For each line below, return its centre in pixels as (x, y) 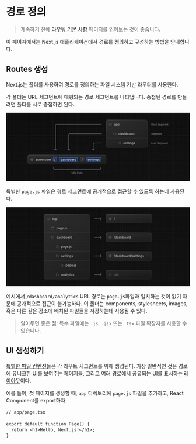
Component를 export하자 (36, 400)
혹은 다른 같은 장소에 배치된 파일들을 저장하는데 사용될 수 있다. (77, 311)
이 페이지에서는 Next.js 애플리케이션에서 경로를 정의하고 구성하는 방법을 (87, 42)
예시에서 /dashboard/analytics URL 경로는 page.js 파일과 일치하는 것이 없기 (94, 296)
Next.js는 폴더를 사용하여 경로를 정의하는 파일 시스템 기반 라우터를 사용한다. (92, 84)
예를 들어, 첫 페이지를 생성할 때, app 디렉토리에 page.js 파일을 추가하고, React (95, 393)
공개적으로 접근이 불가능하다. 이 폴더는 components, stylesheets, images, (102, 303)
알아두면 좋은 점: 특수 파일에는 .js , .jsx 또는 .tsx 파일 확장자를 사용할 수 (104, 323)
